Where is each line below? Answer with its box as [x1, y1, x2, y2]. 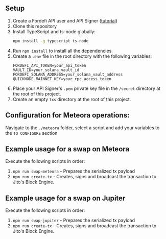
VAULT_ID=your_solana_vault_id [12, 67, 80, 73]
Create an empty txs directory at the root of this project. [12, 96, 131, 102]
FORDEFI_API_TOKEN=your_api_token [12, 63, 86, 68]
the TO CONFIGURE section [5, 130, 58, 136]
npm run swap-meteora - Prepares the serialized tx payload [12, 168, 135, 174]
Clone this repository [12, 23, 57, 29]
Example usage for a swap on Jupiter [5, 194, 126, 202]
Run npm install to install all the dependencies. [12, 47, 113, 54]
